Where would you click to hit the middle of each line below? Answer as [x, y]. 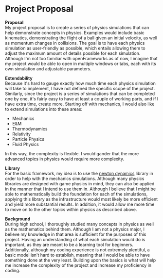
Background [18, 219]
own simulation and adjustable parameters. [48, 68]
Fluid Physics [25, 144]
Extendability [19, 78]
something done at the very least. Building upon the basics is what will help [81, 260]
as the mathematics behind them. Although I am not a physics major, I [75, 229]
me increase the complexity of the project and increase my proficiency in [78, 265]
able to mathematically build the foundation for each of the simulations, [76, 194]
